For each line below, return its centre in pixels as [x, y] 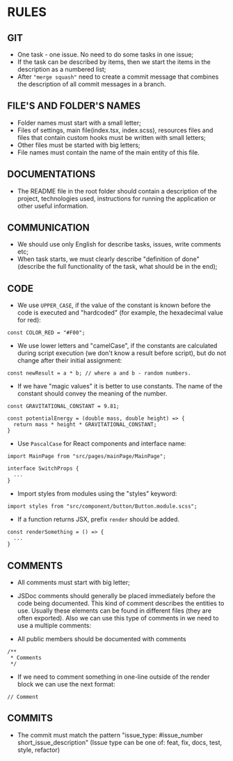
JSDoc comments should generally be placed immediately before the [116, 596]
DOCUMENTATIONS [51, 174]
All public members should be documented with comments [102, 639]
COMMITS [30, 718]
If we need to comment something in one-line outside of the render [113, 677]
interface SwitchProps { [43, 469]
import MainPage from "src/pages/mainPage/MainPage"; [87, 457]
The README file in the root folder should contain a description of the [117, 191]
